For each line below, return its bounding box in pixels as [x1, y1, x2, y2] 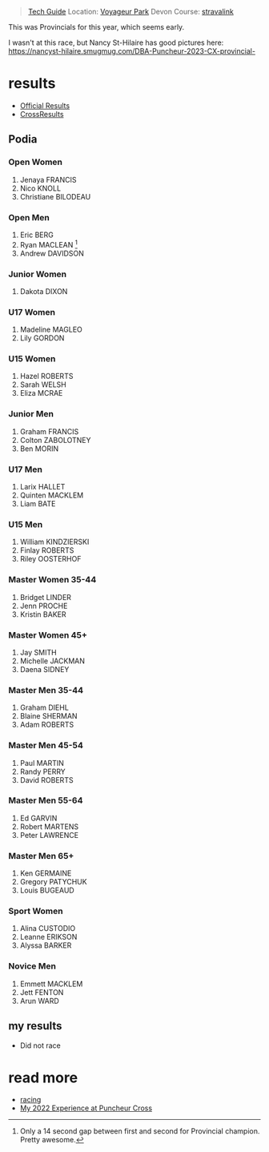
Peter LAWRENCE [19, 830, 78, 840]
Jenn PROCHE [19, 601, 68, 610]
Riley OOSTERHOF [19, 554, 82, 564]
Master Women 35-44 [8, 574, 97, 586]
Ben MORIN [19, 444, 58, 453]
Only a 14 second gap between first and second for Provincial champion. [19, 1126, 260, 1136]
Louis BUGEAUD [19, 885, 74, 896]
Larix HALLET [19, 482, 66, 492]
